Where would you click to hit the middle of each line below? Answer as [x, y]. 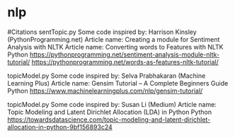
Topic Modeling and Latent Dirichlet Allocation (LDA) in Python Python [110, 112]
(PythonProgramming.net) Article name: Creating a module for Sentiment [114, 39]
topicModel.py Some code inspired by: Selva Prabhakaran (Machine [107, 76]
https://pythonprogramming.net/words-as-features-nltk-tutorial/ [125, 62]
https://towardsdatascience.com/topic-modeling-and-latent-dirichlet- [109, 119]
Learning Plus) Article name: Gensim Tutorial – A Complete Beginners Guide [118, 83]
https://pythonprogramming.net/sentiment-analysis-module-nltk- [125, 54]
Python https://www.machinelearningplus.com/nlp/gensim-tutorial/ [105, 91]
